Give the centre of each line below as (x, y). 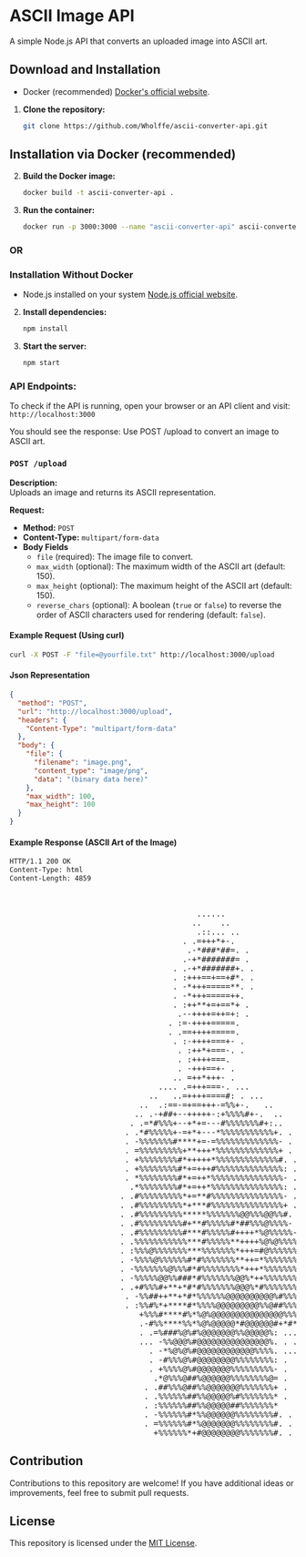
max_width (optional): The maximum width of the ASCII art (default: (161, 566)
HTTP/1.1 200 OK (40, 861)
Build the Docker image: (69, 176)
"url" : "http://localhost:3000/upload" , (95, 711)
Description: (33, 483)
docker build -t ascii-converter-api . (98, 193)
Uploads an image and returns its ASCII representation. (113, 492)
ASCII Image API (72, 16)
